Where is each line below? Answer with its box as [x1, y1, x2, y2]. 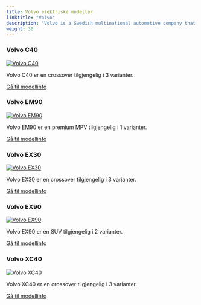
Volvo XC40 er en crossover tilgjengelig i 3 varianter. [6, 280, 138, 287]
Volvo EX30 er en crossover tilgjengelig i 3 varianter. [6, 176, 137, 183]
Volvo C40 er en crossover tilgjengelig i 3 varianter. [6, 71, 134, 79]
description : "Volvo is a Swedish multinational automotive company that [6, 20, 196, 26]
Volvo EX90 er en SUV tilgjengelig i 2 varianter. [6, 228, 123, 235]
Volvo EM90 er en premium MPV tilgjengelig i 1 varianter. [6, 123, 147, 131]
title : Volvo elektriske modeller [6, 8, 94, 15]
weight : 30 [6, 25, 34, 32]
